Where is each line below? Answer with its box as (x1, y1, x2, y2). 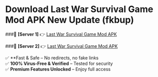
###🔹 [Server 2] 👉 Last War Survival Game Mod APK (5, 43, 118, 49)
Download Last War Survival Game (5, 4, 153, 15)
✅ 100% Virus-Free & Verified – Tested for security (5, 60, 113, 66)
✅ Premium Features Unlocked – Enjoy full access (5, 66, 111, 72)
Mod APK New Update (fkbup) (5, 14, 134, 26)
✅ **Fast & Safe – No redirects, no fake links (5, 54, 99, 61)
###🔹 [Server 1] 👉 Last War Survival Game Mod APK (5, 31, 117, 37)
